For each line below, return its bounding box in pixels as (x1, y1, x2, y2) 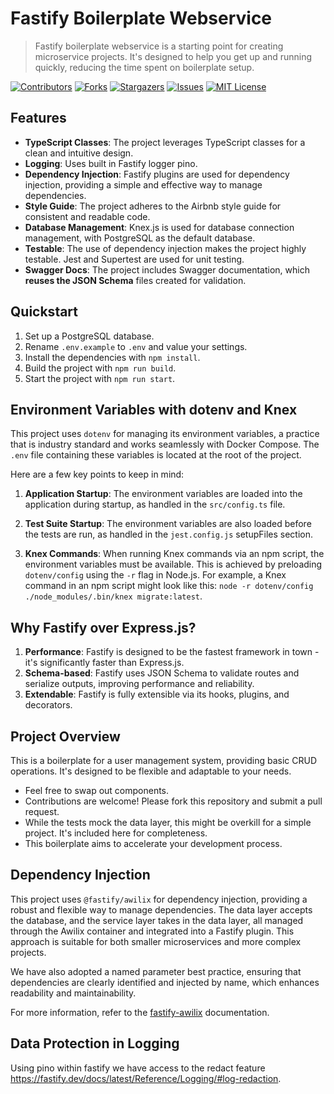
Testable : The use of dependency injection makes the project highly (24, 242, 307, 254)
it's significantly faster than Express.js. (24, 657, 185, 669)
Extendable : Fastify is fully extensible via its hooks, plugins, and (24, 688, 290, 701)
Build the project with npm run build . (24, 362, 177, 374)
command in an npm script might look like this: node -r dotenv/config (24, 580, 314, 592)
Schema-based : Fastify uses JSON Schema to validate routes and (24, 667, 300, 679)
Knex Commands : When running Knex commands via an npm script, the (24, 548, 325, 560)
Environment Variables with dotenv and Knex (10, 401, 298, 418)
